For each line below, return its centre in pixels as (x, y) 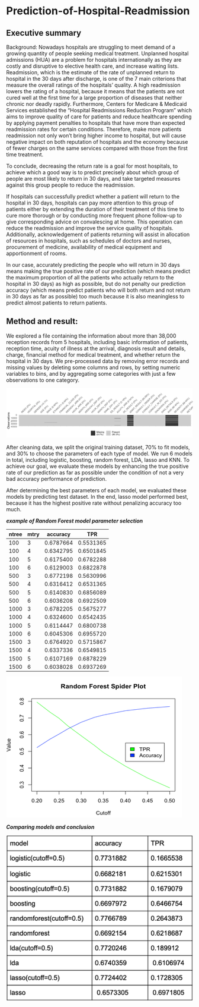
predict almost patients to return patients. (57, 303)
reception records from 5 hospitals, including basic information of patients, (97, 342)
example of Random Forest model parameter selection (75, 521)
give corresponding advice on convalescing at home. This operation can (94, 222)
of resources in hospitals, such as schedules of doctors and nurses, (89, 241)
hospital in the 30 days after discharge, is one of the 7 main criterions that (96, 79)
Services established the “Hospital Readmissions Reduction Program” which (99, 110)
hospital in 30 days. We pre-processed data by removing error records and (98, 361)
